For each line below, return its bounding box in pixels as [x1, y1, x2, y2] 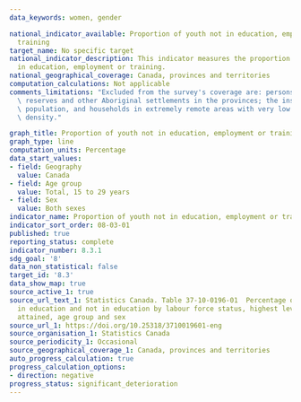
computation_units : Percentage [9, 145, 126, 155]
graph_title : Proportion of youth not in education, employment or [9, 129, 267, 138]
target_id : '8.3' [9, 271, 74, 280]
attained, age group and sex [17, 312, 126, 321]
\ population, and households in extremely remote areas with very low [17, 104, 291, 113]
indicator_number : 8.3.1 [9, 246, 102, 255]
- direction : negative [9, 371, 94, 380]
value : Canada [17, 170, 70, 179]
